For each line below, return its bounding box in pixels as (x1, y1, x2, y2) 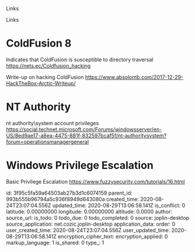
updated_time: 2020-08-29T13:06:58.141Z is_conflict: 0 (52, 202, 186, 209)
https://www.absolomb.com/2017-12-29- (85, 73, 184, 81)
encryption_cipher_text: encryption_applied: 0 (58, 233, 168, 240)
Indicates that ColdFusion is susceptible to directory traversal (6, 56, 154, 63)
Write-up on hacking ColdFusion (6, 73, 84, 81)
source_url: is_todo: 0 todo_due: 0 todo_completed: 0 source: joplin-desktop (6, 214, 190, 221)
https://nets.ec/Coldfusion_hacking (6, 62, 91, 69)
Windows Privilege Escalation (6, 159, 154, 172)
